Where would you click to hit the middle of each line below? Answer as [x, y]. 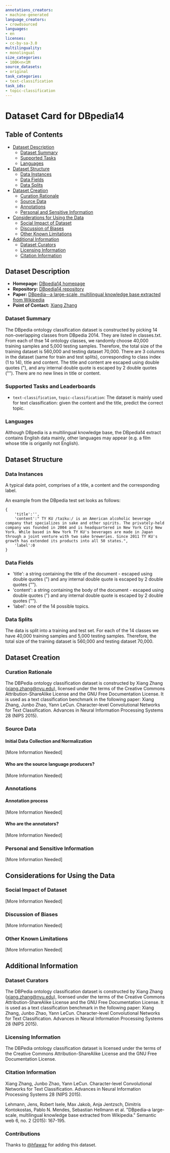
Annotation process [27, 801]
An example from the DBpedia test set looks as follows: [63, 500]
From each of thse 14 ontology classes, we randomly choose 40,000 [77, 340]
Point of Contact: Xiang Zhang [45, 305]
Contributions [23, 1134]
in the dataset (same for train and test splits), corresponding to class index [83, 357]
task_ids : [16, 86]
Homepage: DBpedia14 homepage [49, 284]
